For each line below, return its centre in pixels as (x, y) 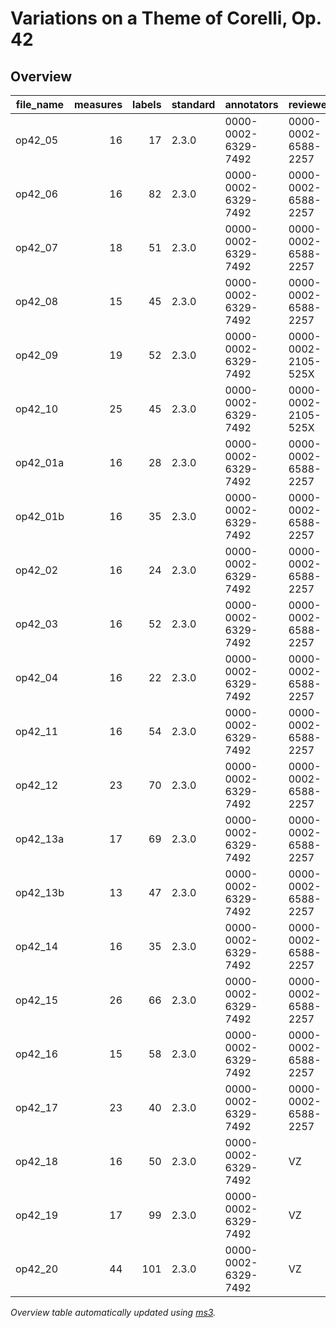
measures (98, 104)
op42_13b (40, 892)
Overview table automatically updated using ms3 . (113, 1312)
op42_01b (40, 516)
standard (193, 104)
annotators (251, 104)
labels (147, 104)
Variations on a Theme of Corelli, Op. (166, 18)
